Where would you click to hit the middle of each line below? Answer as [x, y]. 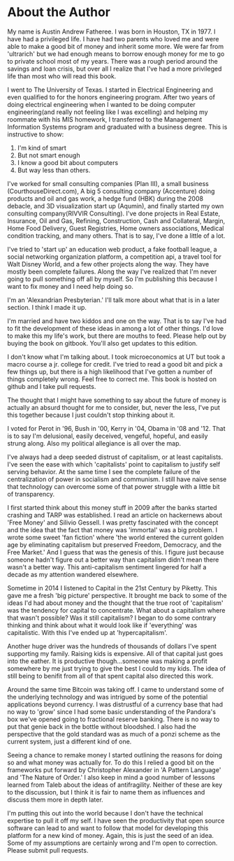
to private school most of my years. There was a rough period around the [112, 61]
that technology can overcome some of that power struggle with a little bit [114, 486]
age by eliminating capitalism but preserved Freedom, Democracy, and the [115, 545]
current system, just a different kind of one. [70, 741]
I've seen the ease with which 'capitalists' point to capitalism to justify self [114, 464]
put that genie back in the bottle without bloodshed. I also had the [102, 726]
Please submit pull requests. [48, 850]
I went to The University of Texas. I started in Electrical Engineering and [110, 90]
